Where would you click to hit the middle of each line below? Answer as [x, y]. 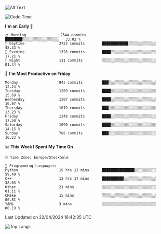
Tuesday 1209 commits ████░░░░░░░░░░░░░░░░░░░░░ [81, 91]
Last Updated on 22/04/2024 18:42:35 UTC [48, 217]
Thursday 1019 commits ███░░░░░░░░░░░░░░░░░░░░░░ [81, 108]
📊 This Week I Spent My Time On [39, 147]
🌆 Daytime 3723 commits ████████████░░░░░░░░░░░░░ [81, 44]
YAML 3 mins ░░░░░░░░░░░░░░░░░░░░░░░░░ [81, 204]
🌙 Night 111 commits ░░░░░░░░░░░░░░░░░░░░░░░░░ [81, 60]
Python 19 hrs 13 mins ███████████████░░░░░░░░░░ [81, 170]
